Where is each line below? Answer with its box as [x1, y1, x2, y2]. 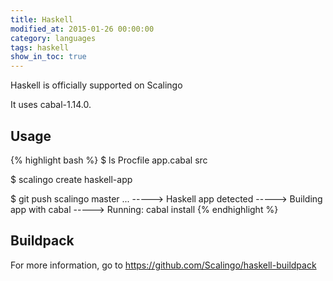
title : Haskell [10, 14, 74, 25]
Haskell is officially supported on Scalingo [10, 79, 183, 91]
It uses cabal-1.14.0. [10, 99, 92, 111]
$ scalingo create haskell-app [10, 173, 133, 185]
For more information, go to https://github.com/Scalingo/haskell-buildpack [10, 259, 317, 271]
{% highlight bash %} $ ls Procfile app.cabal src [10, 154, 208, 166]
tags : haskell [10, 42, 70, 53]
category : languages [10, 33, 97, 43]
